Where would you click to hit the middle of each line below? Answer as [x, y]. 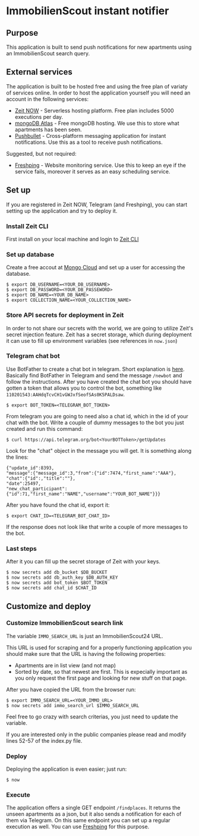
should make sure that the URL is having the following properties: [86, 654]
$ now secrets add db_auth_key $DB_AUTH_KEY [62, 578]
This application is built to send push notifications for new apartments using [99, 47]
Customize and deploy [48, 606]
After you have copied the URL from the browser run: [71, 689]
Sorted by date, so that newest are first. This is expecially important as [101, 671]
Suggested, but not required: [41, 153]
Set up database [30, 254]
